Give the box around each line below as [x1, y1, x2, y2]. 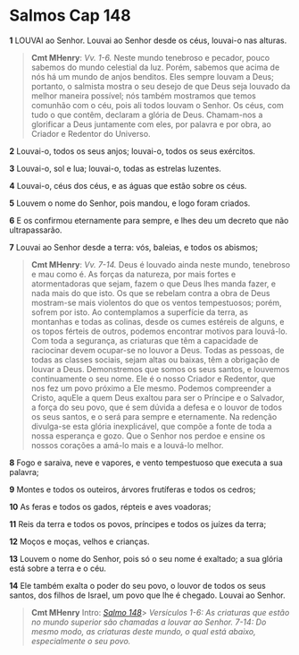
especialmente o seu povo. [30, 635, 131, 646]
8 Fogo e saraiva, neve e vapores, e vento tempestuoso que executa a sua [9, 457, 283, 468]
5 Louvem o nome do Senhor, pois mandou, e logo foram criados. [9, 198, 251, 208]
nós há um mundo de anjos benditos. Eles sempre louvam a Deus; [30, 71, 274, 81]
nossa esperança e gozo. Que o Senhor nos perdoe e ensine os [30, 430, 266, 441]
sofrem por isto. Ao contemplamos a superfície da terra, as [30, 306, 248, 318]
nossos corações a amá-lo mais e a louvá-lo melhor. [30, 439, 224, 450]
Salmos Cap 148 [9, 5, 131, 26]
